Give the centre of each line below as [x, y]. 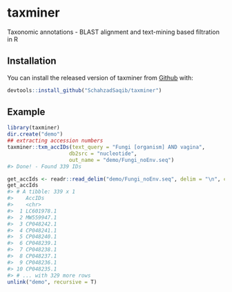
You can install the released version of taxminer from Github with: [100, 77]
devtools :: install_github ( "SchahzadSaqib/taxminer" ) [85, 90]
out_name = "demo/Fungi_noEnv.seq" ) [122, 160]
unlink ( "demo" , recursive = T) [52, 282]
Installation [32, 61]
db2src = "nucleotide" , [103, 154]
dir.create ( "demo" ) [35, 134]
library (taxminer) [33, 128]
